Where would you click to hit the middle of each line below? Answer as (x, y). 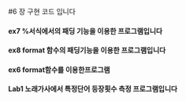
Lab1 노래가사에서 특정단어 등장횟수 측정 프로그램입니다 (93, 89)
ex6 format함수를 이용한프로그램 (59, 70)
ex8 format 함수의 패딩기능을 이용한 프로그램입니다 (87, 50)
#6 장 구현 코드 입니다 (42, 11)
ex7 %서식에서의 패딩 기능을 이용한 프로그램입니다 (86, 31)
